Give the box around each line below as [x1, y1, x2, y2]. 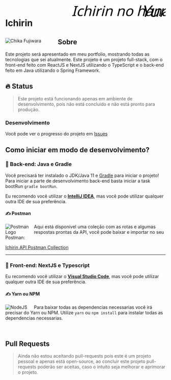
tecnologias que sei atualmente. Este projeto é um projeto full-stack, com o [5, 57, 163, 63]
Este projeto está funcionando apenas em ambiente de [17, 95, 133, 101]
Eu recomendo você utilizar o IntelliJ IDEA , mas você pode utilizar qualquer [5, 193, 164, 199]
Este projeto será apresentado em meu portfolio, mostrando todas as [5, 51, 150, 57]
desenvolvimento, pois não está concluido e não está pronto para [17, 101, 155, 107]
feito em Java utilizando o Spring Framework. [5, 67, 100, 73]
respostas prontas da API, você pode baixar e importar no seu [34, 229, 164, 235]
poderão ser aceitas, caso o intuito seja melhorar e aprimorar [37, 364, 166, 370]
